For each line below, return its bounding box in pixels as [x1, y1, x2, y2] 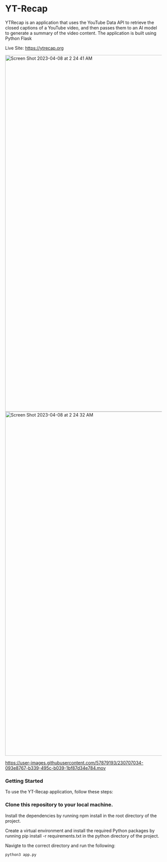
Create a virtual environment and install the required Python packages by [5, 828, 155, 834]
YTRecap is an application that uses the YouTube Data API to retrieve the [5, 19, 154, 25]
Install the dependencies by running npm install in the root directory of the [5, 813, 157, 819]
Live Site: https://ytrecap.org [5, 45, 64, 51]
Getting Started [5, 777, 43, 784]
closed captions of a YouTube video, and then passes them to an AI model [5, 24, 158, 30]
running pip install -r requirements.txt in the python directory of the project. [5, 833, 160, 839]
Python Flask [5, 35, 32, 41]
